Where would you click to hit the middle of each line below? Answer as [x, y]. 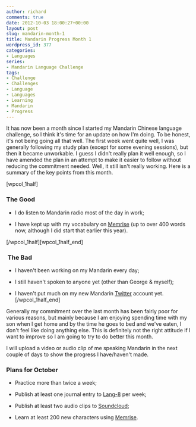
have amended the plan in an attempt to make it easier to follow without [94, 160]
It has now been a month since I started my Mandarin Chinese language [94, 128]
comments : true [25, 17]
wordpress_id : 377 [29, 45]
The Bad [20, 257]
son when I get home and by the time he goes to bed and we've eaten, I [94, 324]
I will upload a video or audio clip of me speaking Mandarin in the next [92, 348]
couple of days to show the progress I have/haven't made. [78, 354]
